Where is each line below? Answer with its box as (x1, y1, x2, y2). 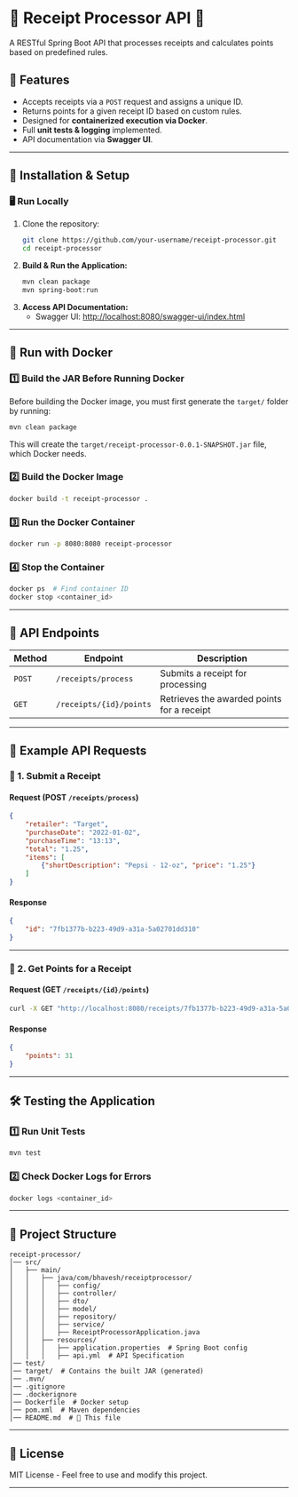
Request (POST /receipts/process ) (9, 792, 139, 802)
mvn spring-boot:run (21, 286, 98, 295)
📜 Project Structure (9, 1226, 117, 1242)
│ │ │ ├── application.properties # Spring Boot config (9, 1343, 248, 1353)
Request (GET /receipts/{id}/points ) (9, 984, 150, 995)
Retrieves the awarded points (160, 692, 282, 705)
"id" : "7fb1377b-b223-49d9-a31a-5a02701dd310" (25, 925, 200, 934)
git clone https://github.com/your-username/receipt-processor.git (21, 235, 277, 245)
